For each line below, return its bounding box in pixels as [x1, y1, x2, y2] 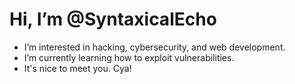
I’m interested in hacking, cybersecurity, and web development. [23, 41, 286, 53]
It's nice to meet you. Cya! [23, 62, 132, 74]
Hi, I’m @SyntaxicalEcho [9, 8, 217, 31]
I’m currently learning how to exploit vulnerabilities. [23, 51, 235, 63]
